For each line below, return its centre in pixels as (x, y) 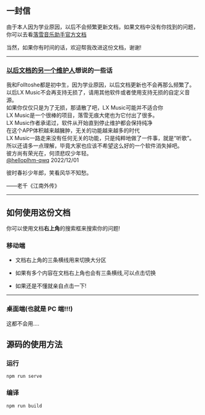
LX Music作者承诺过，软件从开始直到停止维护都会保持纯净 (80, 123)
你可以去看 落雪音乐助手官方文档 (46, 34)
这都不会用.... (23, 323)
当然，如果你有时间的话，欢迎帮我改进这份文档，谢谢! (74, 47)
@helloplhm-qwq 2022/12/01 (43, 160)
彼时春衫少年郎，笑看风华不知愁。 (49, 173)
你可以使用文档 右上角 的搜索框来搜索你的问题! (63, 228)
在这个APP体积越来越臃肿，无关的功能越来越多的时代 (73, 130)
